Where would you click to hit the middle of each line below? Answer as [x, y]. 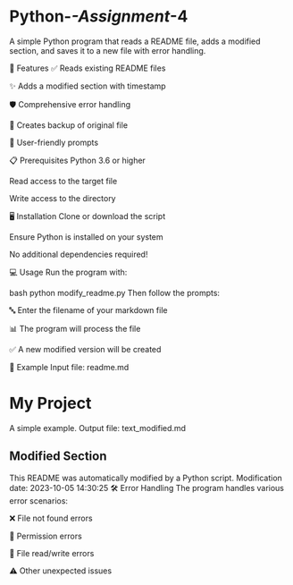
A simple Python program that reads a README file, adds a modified [135, 41]
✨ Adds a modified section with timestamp [88, 86]
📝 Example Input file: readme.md [69, 367]
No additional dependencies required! [79, 254]
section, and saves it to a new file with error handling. [108, 50]
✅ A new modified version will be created [85, 349]
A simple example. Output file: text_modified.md [97, 428]
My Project [50, 403]
